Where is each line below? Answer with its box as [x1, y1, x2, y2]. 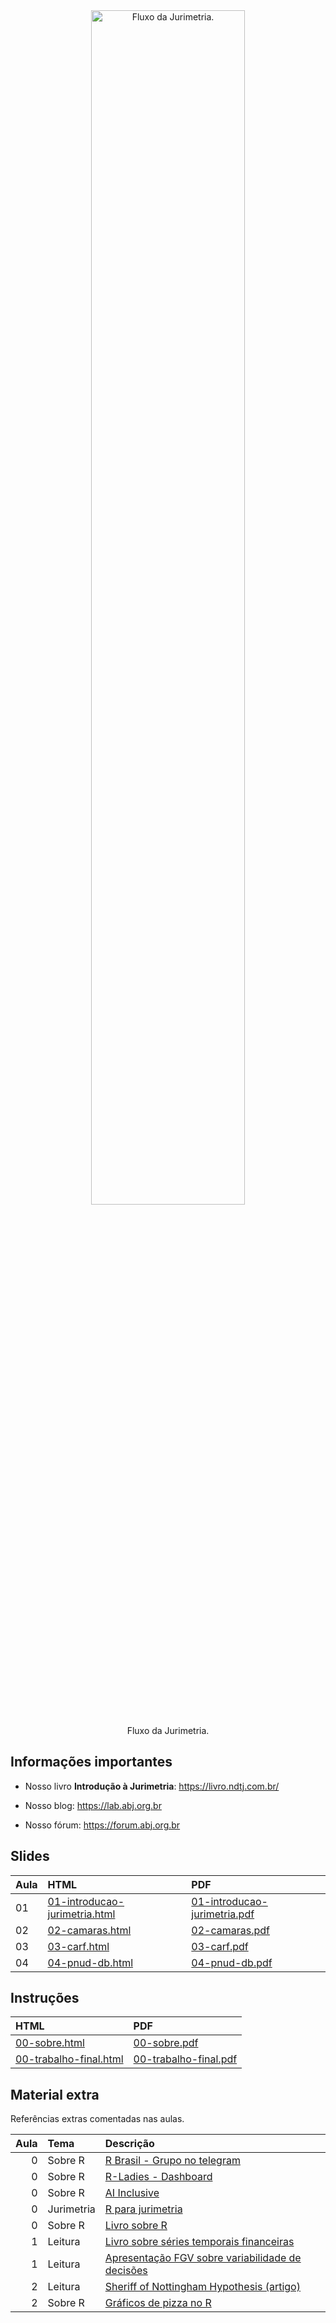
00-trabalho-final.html [15, 2052, 124, 2066]
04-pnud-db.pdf [191, 1955, 273, 1969]
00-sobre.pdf [133, 2036, 199, 2050]
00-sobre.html [15, 2036, 85, 2050]
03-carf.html [47, 1939, 110, 1953]
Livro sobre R [104, 2219, 168, 2233]
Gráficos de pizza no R [104, 2296, 212, 2310]
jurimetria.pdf [191, 1907, 255, 1921]
